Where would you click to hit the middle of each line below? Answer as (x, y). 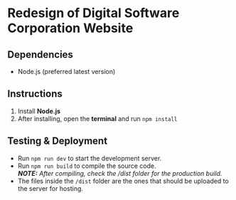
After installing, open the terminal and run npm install (97, 118)
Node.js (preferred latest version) (66, 72)
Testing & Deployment (58, 141)
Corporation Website (70, 28)
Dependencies (40, 54)
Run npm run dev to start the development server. (90, 158)
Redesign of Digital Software (93, 13)
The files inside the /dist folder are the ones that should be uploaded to (123, 181)
